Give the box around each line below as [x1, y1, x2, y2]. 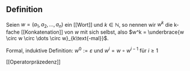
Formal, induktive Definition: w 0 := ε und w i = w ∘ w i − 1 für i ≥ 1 [6, 46, 159, 54]
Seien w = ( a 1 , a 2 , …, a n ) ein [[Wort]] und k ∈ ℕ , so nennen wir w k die [6, 20, 173, 30]
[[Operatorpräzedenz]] [6, 58, 61, 65]
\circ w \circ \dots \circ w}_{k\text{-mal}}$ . [6, 35, 109, 42]
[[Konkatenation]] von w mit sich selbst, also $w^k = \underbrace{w [21, 29, 185, 35]
